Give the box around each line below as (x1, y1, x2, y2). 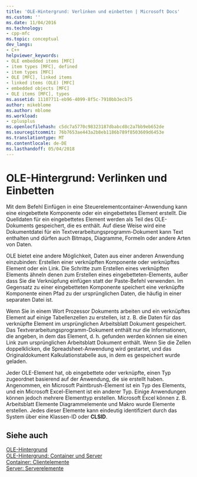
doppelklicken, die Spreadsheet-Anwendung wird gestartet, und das (6, 345, 172, 352)
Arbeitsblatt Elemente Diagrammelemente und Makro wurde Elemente (6, 401, 175, 408)
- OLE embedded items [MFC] (6, 58, 75, 64)
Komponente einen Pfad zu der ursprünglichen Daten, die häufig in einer (6, 290, 182, 297)
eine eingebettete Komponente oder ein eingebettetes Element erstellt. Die (6, 210, 187, 217)
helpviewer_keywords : (6, 53, 59, 58)
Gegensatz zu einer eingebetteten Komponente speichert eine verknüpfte (6, 284, 185, 291)
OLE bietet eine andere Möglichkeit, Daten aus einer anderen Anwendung (6, 252, 184, 260)
